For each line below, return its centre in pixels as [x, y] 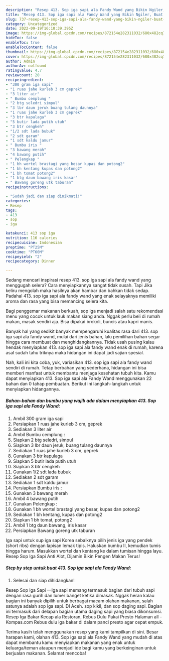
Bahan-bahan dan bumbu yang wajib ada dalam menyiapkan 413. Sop [81, 401]
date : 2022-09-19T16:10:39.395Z [39, 29]
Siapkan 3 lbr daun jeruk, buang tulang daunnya [62, 445]
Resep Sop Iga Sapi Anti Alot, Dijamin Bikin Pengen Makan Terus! [73, 556]
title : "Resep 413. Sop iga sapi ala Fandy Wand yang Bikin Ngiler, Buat [84, 15]
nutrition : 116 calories [32, 238]
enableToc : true [23, 43]
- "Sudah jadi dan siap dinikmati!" [44, 196]
